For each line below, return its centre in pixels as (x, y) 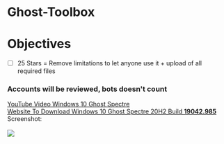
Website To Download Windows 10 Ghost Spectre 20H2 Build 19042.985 (112, 111)
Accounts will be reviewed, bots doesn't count (87, 89)
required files (36, 71)
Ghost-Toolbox (51, 12)
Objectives (39, 44)
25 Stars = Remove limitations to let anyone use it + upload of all (110, 63)
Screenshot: (25, 119)
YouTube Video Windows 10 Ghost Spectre (69, 104)
